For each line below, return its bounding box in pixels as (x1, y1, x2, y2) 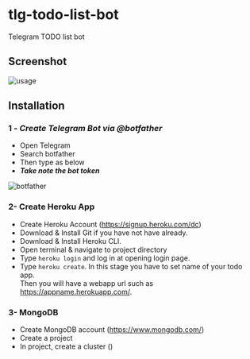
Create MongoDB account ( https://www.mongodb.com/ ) (19, 325, 205, 334)
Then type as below (19, 157, 85, 168)
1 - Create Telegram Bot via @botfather (8, 123, 163, 134)
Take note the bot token (19, 166, 100, 176)
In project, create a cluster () (19, 342, 113, 351)
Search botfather (19, 149, 75, 159)
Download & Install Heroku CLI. (19, 236, 121, 245)
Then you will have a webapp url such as (19, 278, 153, 288)
